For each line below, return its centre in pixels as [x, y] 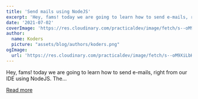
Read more [19, 90]
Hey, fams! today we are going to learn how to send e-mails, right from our [97, 72]
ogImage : [17, 50]
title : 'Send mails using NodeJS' [49, 11]
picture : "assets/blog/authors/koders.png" [65, 45]
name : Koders [27, 39]
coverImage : [21, 28]
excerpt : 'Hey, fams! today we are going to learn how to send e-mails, [97, 17]
